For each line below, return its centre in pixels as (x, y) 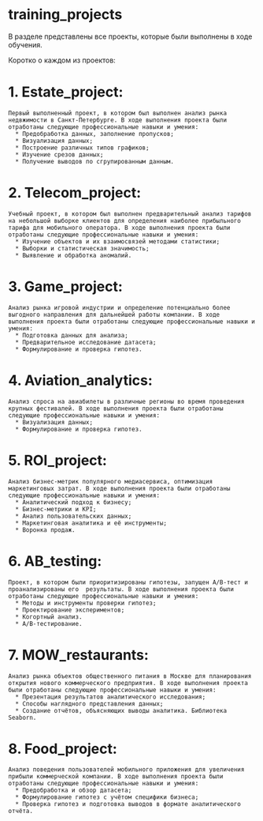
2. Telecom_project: (75, 193)
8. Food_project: (63, 749)
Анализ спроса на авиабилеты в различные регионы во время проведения (126, 401)
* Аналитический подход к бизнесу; (74, 502)
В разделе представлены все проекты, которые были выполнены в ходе (130, 36)
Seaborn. (22, 717)
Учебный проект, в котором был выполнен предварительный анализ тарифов (130, 214)
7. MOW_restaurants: (79, 655)
